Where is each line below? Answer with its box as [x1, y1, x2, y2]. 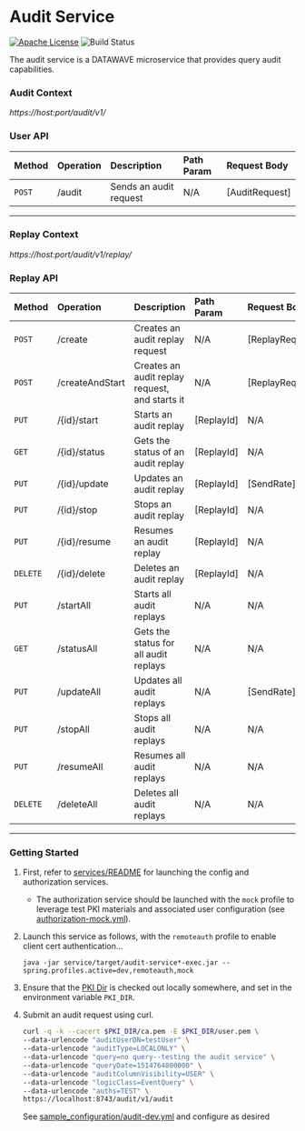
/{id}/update [57, 477, 109, 490]
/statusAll [57, 643, 98, 656]
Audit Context [9, 86, 73, 99]
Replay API [9, 271, 59, 284]
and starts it [133, 394, 185, 406]
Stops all [133, 712, 171, 725]
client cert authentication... [22, 941, 123, 952]
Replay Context [9, 228, 79, 241]
